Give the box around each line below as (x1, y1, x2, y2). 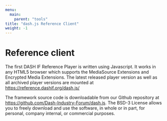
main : (9, 12, 21, 17)
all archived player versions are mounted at (5, 80, 94, 86)
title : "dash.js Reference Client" (5, 21, 79, 26)
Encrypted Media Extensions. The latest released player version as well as (5, 74, 158, 80)
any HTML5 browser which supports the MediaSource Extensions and (5, 69, 149, 75)
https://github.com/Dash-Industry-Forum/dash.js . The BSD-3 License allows (5, 100, 162, 106)
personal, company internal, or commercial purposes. (5, 111, 116, 117)
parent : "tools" (14, 16, 48, 21)
